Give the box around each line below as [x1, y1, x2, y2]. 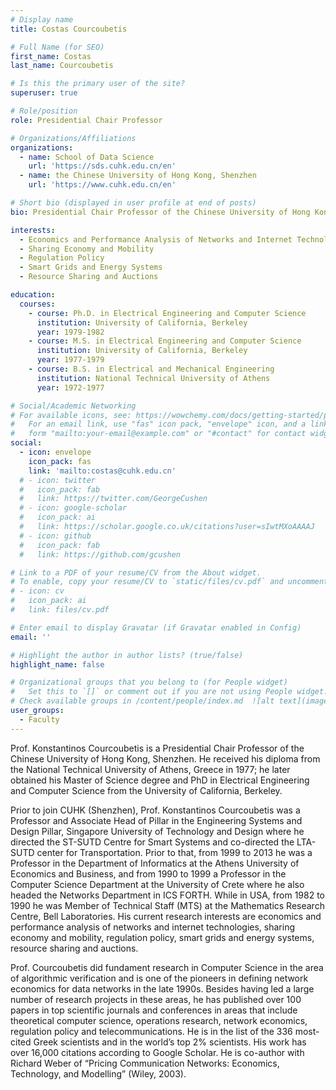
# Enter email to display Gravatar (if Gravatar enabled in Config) [10, 622, 302, 633]
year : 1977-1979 [36, 355, 105, 365]
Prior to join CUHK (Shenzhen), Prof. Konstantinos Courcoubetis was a [10, 804, 301, 816]
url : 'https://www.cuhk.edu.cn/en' [28, 180, 177, 190]
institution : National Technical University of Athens [36, 373, 271, 383]
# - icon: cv [10, 586, 65, 596]
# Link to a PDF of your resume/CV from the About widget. [10, 567, 262, 578]
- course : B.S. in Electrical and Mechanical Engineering [28, 364, 275, 374]
